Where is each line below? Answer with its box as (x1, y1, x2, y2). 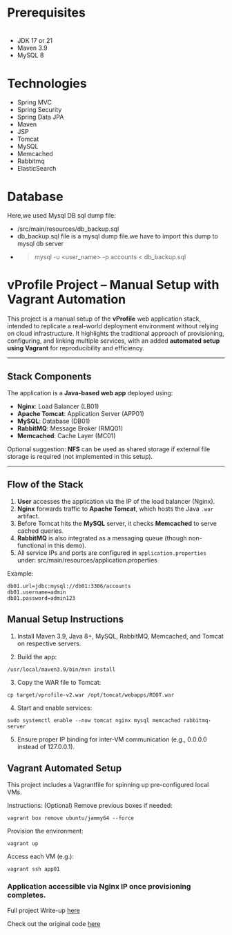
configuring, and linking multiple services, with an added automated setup (7, 337, 220, 345)
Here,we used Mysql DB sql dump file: (7, 211, 116, 220)
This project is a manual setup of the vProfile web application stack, (7, 314, 202, 323)
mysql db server (17, 240, 64, 248)
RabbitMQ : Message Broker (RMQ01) (17, 424, 124, 433)
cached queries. (17, 527, 64, 535)
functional (17, 541, 46, 549)
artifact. (17, 511, 40, 520)
